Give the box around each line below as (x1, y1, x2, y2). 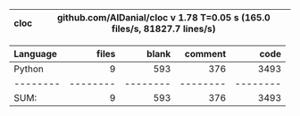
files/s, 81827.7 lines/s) (111, 22, 216, 35)
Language (13, 48, 58, 60)
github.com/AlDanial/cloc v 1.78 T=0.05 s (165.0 (56, 12, 271, 23)
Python (13, 62, 45, 75)
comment (184, 48, 226, 60)
